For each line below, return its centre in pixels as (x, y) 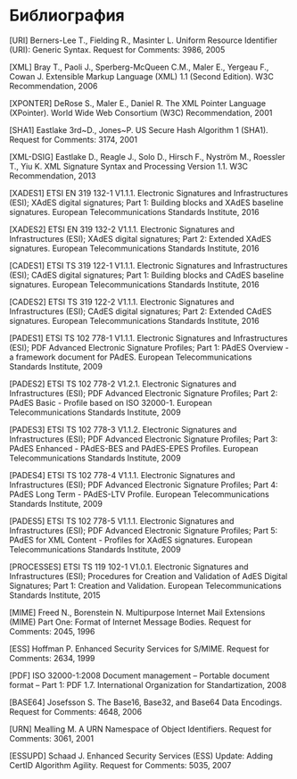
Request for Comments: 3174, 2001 (74, 139)
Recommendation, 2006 (54, 86)
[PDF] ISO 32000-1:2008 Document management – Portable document (140, 675)
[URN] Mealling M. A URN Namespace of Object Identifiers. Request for (140, 729)
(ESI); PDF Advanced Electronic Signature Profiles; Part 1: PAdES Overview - (149, 347)
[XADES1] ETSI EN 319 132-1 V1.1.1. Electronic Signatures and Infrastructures (148, 193)
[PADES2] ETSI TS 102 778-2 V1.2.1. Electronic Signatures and (123, 384)
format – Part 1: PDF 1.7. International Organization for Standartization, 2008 (148, 684)
